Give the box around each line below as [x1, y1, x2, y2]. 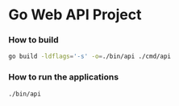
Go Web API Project [8, 6, 143, 24]
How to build [8, 35, 59, 46]
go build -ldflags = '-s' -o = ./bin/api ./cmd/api [8, 52, 172, 61]
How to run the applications [8, 71, 119, 83]
